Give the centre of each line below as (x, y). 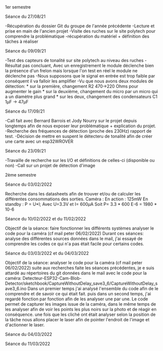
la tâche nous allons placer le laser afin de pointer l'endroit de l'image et (77, 320)
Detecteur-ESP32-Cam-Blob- (52, 278)
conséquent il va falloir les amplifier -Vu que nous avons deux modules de (79, 81)
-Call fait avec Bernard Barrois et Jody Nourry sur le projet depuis (71, 121)
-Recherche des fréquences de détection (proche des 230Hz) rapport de (78, 131)
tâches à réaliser (22, 41)
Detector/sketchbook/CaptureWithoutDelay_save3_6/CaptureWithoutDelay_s (81, 283)
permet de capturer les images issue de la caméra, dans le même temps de (81, 304)
